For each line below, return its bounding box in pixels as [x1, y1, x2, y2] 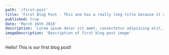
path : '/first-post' [5, 7, 49, 12]
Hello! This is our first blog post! [5, 44, 71, 50]
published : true [5, 16, 39, 21]
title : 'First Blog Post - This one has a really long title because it [5, 12, 161, 17]
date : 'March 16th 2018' [5, 21, 57, 26]
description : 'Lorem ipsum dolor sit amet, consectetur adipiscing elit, [5, 26, 163, 31]
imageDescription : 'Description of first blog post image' [5, 30, 132, 35]
